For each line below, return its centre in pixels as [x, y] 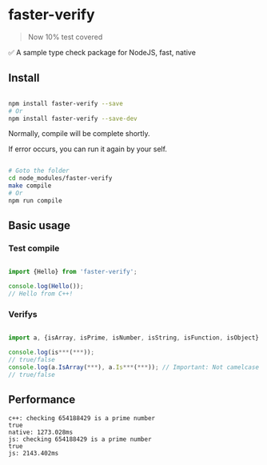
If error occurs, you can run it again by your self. [88, 149]
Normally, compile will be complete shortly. [79, 134]
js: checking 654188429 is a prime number [80, 439]
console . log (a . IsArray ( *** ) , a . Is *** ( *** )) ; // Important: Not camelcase [134, 367]
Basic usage [39, 226]
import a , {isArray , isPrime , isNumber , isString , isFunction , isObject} [134, 338]
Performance [42, 400]
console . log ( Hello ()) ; [46, 287]
